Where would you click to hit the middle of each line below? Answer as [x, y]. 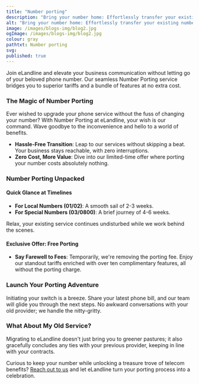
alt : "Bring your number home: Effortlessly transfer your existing [92, 23]
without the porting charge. [48, 270]
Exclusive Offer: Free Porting [42, 244]
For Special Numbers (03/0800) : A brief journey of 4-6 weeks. [92, 212]
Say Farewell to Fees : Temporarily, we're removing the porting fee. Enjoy [104, 257]
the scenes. [20, 230]
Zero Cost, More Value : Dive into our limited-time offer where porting [99, 157]
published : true [26, 56]
